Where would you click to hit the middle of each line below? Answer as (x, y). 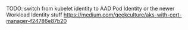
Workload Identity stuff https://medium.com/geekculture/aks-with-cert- (94, 15)
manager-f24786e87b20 (37, 21)
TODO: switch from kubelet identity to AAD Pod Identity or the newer (90, 9)
